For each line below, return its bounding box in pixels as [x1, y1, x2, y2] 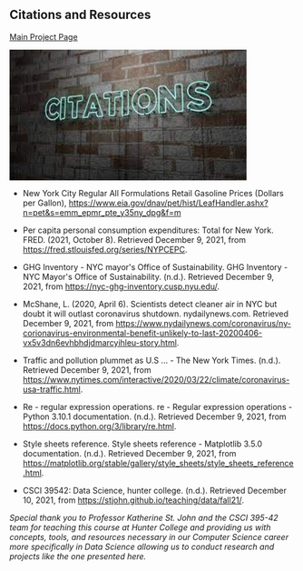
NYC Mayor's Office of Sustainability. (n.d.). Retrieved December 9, [22, 271, 275, 282]
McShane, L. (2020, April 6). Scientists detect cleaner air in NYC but [22, 298, 278, 309]
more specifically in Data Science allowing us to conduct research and [9, 541, 275, 552]
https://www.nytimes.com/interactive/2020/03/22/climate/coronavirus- [22, 374, 290, 385]
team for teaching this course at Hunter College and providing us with [9, 522, 271, 533]
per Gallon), [22, 197, 67, 208]
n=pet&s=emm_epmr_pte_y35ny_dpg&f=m [22, 206, 181, 217]
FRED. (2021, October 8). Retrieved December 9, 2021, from [22, 234, 247, 245]
